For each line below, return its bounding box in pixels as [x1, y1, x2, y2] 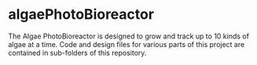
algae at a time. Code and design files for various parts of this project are [8, 39, 245, 49]
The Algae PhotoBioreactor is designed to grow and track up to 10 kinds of [8, 31, 250, 41]
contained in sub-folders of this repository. [8, 48, 147, 57]
